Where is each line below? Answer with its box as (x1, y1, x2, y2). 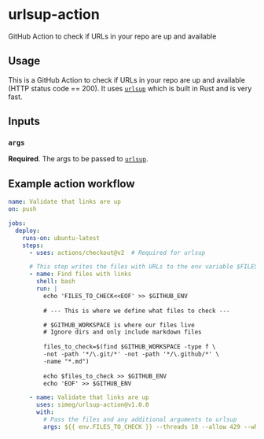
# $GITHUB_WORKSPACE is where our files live (42, 321, 195, 329)
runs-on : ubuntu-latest (22, 234, 101, 242)
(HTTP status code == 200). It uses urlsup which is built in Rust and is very (8, 83, 252, 93)
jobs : (8, 219, 26, 227)
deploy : (15, 227, 41, 234)
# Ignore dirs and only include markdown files (42, 328, 202, 336)
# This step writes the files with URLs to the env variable (28, 263, 234, 271)
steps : (22, 242, 44, 249)
